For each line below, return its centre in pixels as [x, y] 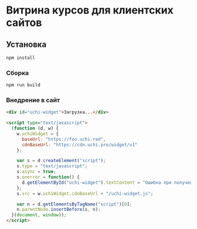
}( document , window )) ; [39, 215]
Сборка [18, 73]
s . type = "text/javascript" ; [52, 166]
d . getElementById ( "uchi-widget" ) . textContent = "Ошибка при [96, 183]
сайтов [24, 23]
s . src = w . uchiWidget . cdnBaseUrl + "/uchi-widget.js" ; [85, 193]
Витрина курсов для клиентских [90, 10]
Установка [26, 44]
